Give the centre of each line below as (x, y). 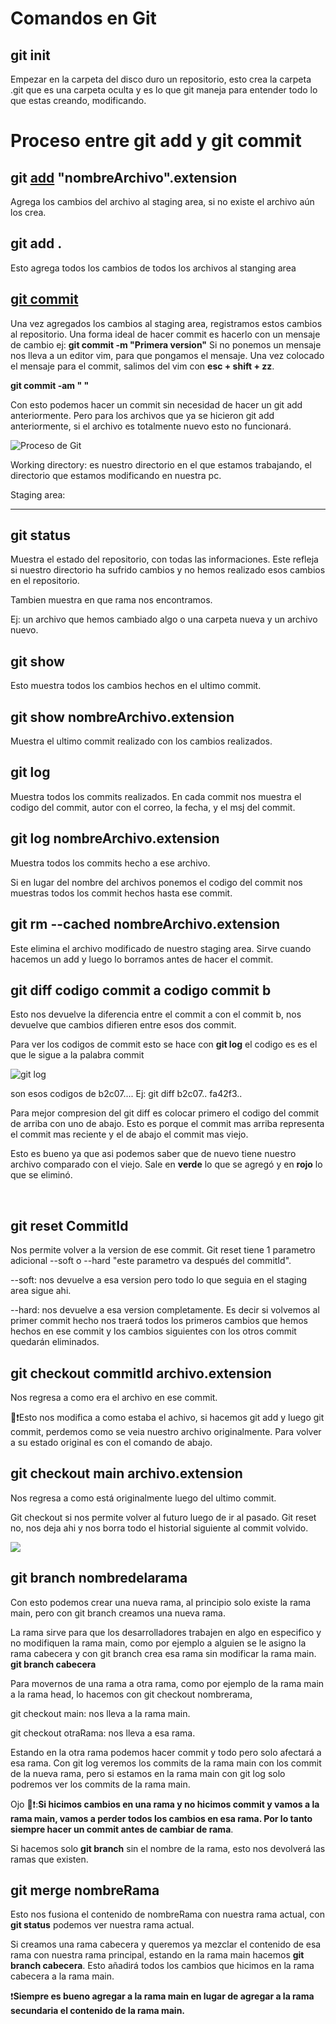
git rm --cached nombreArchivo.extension (145, 924)
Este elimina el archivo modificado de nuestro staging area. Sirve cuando (161, 948)
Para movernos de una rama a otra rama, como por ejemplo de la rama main (167, 1683)
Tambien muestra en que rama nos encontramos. (111, 600)
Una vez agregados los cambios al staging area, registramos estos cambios (166, 323)
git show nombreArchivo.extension (122, 717)
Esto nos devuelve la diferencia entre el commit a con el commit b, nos (156, 1014)
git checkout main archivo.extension (126, 1473)
